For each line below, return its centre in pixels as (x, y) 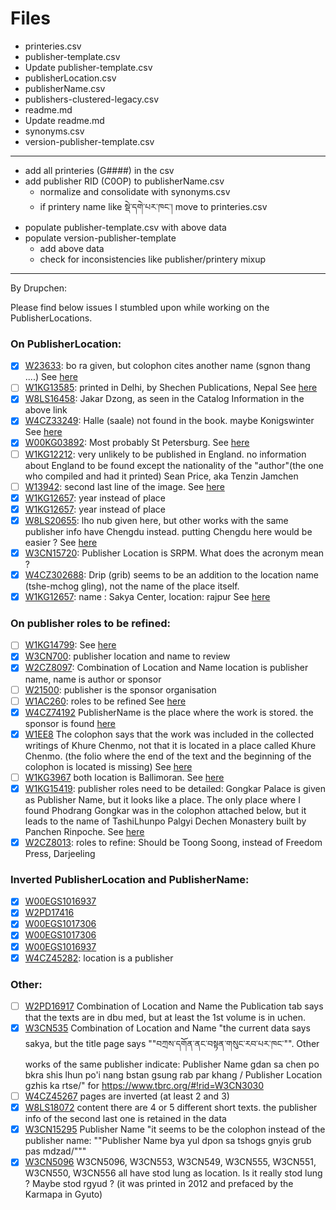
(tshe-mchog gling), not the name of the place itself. (132, 586)
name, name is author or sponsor (93, 679)
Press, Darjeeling (60, 853)
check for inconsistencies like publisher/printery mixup (153, 259)
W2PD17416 (49, 913)
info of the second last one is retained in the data (125, 1119)
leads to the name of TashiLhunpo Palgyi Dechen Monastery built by (165, 821)
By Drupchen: (38, 288)
